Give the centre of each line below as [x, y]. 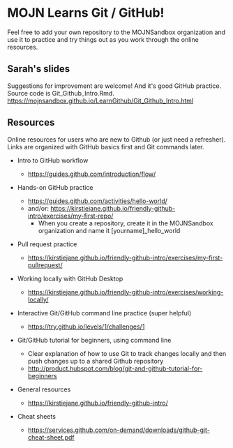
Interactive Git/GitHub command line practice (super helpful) [104, 313]
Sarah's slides [39, 69]
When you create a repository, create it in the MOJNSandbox [126, 223]
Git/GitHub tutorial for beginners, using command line [94, 340]
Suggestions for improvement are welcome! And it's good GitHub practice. [114, 86]
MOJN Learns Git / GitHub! [86, 13]
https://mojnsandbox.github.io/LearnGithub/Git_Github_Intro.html [100, 100]
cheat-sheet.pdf [51, 437]
